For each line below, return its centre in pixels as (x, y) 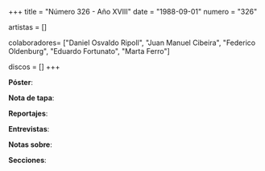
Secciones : (27, 160)
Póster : (21, 82)
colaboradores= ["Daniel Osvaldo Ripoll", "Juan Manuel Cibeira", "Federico (132, 43)
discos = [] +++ (34, 67)
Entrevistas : (29, 129)
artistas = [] (27, 27)
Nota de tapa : (31, 98)
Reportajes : (28, 113)
